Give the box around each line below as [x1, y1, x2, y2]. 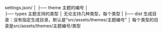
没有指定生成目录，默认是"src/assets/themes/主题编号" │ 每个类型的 [13, 17, 154, 22]
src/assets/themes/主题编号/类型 [13, 23, 81, 29]
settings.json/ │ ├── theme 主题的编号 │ [4, 5, 88, 10]
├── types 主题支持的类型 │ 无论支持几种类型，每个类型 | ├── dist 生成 [4, 11, 153, 16]
